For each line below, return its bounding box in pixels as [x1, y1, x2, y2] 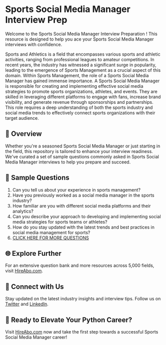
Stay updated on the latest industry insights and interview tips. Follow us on [5, 296, 161, 302]
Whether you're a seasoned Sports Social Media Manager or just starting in [5, 143, 160, 149]
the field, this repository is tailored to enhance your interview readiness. [5, 148, 153, 154]
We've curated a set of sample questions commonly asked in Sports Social [5, 153, 159, 159]
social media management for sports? [12, 229, 90, 235]
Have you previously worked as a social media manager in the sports [12, 192, 154, 198]
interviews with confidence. [5, 41, 62, 47]
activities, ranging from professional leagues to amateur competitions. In [5, 56, 154, 62]
